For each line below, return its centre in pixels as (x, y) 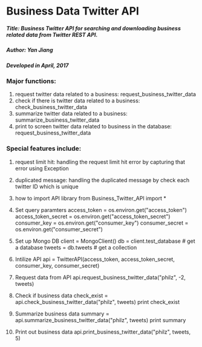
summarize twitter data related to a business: (71, 114)
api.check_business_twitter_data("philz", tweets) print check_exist (97, 302)
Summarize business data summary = (62, 314)
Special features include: (44, 148)
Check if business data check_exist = (61, 296)
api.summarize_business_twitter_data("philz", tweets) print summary (100, 320)
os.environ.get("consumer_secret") (59, 229)
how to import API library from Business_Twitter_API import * (90, 198)
